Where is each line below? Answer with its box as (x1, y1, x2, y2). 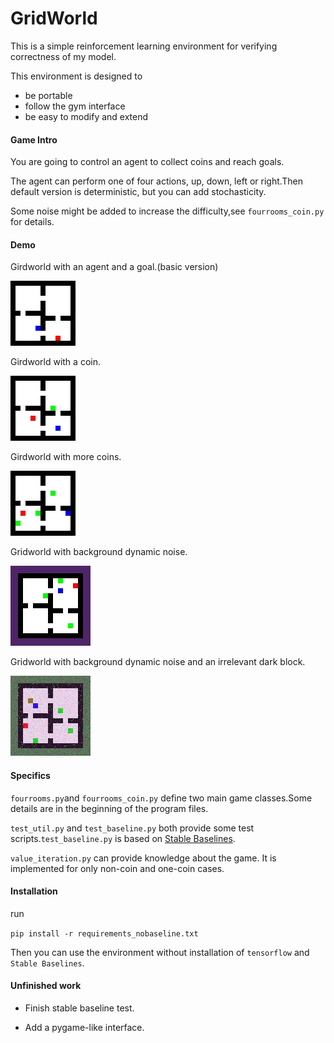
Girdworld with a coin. (10, 356, 101, 368)
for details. (10, 216, 55, 228)
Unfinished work (10, 980, 82, 992)
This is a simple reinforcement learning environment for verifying (10, 40, 278, 52)
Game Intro (10, 133, 58, 146)
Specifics (10, 769, 51, 781)
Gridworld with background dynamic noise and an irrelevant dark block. (10, 656, 306, 668)
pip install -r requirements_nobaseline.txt (10, 928, 199, 939)
